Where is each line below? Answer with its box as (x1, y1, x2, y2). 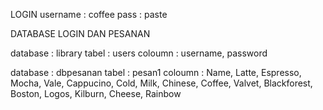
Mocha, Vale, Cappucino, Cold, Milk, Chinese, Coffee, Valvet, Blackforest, (10, 77, 313, 89)
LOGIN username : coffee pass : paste (10, 9, 168, 20)
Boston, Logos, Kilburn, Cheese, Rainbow (10, 88, 182, 99)
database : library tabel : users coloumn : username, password (10, 47, 268, 59)
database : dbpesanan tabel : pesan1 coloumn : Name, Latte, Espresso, (10, 67, 302, 78)
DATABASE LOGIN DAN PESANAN (10, 28, 151, 39)
